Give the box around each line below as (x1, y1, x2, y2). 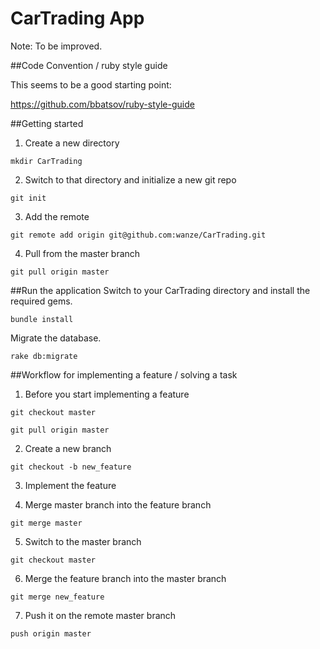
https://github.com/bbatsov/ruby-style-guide (10, 98, 195, 110)
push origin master (10, 628, 92, 639)
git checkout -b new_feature (10, 462, 132, 472)
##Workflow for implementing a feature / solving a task (10, 368, 238, 381)
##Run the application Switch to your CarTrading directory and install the (10, 284, 311, 296)
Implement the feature (24, 479, 117, 491)
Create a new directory (24, 137, 120, 149)
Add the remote (24, 210, 90, 222)
